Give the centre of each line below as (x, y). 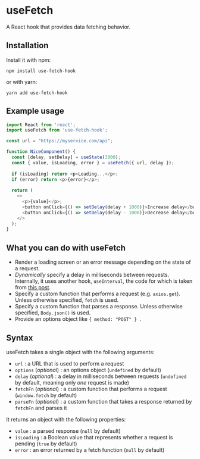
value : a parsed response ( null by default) (68, 431)
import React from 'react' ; (41, 125)
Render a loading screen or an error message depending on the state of (103, 262)
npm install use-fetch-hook (41, 71)
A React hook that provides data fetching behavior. (68, 27)
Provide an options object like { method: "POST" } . (78, 319)
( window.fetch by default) (46, 395)
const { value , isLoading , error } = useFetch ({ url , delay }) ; (93, 163)
